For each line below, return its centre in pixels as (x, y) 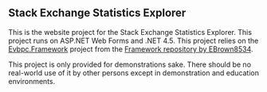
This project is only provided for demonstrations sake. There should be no (130, 64)
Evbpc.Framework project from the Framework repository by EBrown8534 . (131, 49)
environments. (32, 81)
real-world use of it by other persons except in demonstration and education (133, 73)
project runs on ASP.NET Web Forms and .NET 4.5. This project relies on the (133, 40)
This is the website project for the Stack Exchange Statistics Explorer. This (130, 32)
